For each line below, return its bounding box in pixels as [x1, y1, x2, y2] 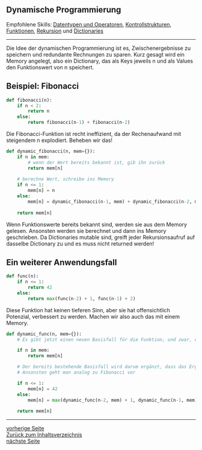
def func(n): [6, 273, 39, 279]
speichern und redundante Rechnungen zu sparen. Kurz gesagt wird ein [6, 51, 185, 58]
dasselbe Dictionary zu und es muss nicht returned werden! [6, 240, 155, 247]
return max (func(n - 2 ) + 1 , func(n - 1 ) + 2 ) [28, 295, 136, 301]
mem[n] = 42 [28, 386, 58, 392]
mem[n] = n [28, 188, 55, 194]
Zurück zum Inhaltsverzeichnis [6, 431, 82, 439]
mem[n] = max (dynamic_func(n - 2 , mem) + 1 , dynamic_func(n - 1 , [28, 397, 185, 403]
